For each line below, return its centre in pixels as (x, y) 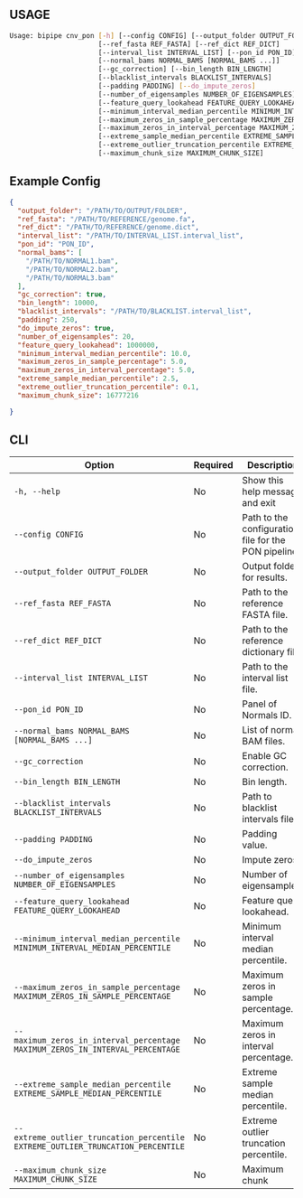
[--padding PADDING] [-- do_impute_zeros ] (177, 86)
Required (213, 465)
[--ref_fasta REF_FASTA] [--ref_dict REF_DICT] (189, 44)
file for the (264, 540)
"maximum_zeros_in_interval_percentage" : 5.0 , (106, 370)
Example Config (55, 181)
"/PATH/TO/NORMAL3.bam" (70, 278)
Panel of (260, 704)
